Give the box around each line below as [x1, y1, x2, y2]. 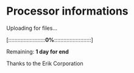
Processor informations [6, 4, 129, 18]
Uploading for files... [6, 24, 58, 32]
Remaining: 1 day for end [6, 47, 69, 55]
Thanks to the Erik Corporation [6, 60, 83, 67]
